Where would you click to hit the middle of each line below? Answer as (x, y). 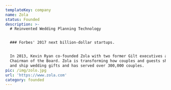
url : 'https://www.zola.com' (36, 75)
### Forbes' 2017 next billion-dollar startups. (62, 43)
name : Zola (17, 15)
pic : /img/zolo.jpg (26, 70)
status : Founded (22, 19)
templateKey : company (28, 10)
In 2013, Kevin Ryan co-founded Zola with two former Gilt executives (86, 56)
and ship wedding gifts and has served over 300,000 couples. (77, 66)
